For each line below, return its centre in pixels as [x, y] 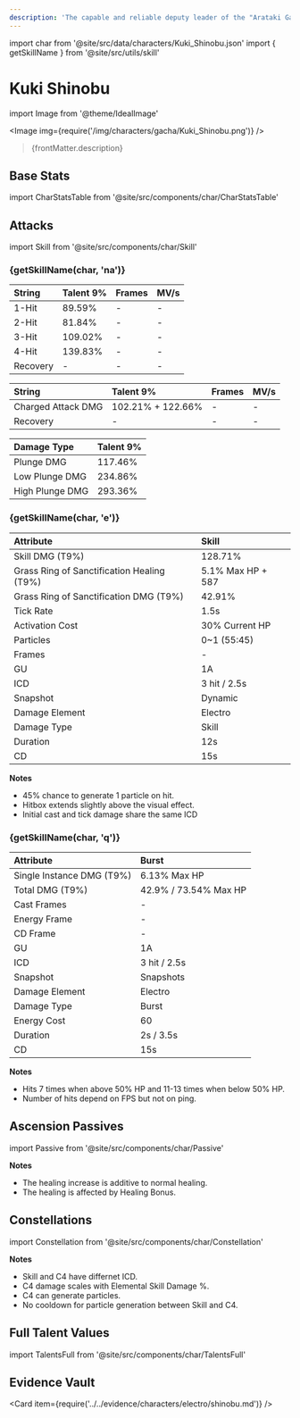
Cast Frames [40, 905]
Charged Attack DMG [58, 407]
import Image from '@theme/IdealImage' [84, 113]
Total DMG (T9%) [51, 890]
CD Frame [35, 934]
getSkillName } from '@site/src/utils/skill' [84, 52]
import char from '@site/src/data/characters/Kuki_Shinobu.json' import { [143, 43]
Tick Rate [33, 611]
